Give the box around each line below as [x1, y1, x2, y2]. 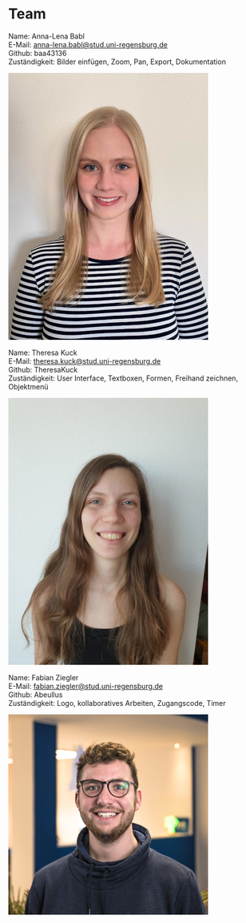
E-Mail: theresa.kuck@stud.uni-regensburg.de [8, 356, 161, 365]
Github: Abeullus [8, 690, 63, 699]
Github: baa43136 [8, 48, 67, 58]
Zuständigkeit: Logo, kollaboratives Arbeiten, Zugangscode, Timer [8, 698, 226, 707]
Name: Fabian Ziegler [8, 672, 79, 682]
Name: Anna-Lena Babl [8, 31, 85, 41]
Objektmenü [8, 381, 50, 391]
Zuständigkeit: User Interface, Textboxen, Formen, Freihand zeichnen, [8, 373, 238, 383]
